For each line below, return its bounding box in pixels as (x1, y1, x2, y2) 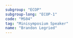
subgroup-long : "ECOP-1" (5, 12, 57, 17)
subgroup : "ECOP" (5, 7, 42, 12)
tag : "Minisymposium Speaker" (5, 21, 69, 26)
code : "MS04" (5, 16, 33, 21)
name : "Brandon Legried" (5, 26, 57, 31)
